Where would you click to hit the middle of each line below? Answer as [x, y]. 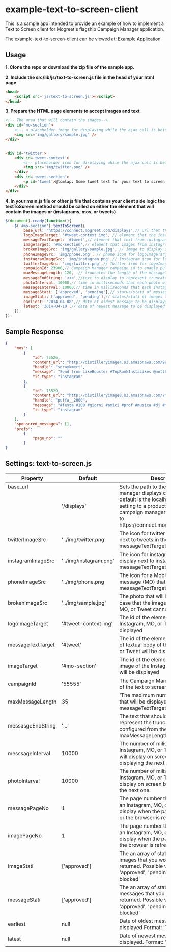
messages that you [142, 893]
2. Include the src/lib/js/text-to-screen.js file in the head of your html [80, 77]
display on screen [140, 784]
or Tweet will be [138, 651]
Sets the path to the [143, 487]
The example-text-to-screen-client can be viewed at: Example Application [83, 39]
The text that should [143, 716]
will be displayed [139, 672]
